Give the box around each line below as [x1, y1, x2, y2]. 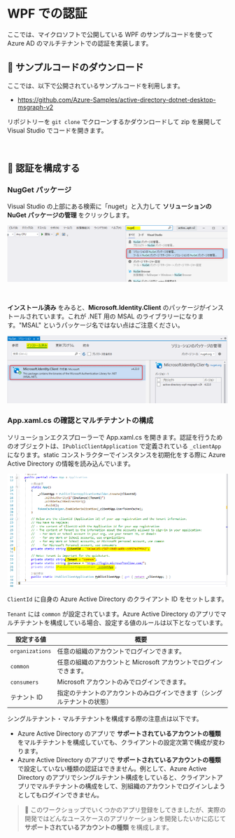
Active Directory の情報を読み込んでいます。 [7, 459, 135, 468]
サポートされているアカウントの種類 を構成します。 [24, 823, 173, 831]
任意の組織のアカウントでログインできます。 [57, 647, 185, 655]
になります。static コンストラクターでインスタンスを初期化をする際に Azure [7, 450, 226, 459]
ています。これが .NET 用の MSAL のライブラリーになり [37, 312, 198, 320]
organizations [10, 648, 52, 655]
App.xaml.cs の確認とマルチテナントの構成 [7, 416, 154, 426]
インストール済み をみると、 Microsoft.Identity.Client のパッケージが [7, 304, 206, 312]
